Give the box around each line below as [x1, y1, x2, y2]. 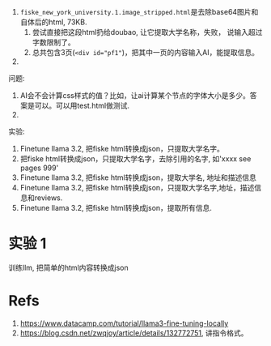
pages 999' [19, 163, 59, 173]
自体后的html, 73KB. [19, 17, 87, 27]
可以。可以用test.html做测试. [34, 100, 129, 110]
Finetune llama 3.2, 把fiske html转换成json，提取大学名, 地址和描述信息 [19, 173, 257, 182]
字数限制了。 [32, 37, 75, 47]
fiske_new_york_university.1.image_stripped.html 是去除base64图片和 [19, 7, 259, 16]
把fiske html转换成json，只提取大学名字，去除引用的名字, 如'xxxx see [19, 154, 252, 164]
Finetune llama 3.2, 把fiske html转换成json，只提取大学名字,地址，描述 [19, 183, 255, 192]
